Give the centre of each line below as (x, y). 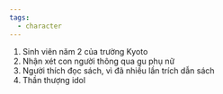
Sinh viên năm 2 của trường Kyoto (85, 51)
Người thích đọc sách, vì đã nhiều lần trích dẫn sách (118, 70)
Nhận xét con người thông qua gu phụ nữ (98, 61)
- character (40, 26)
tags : (19, 17)
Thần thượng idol (54, 80)
